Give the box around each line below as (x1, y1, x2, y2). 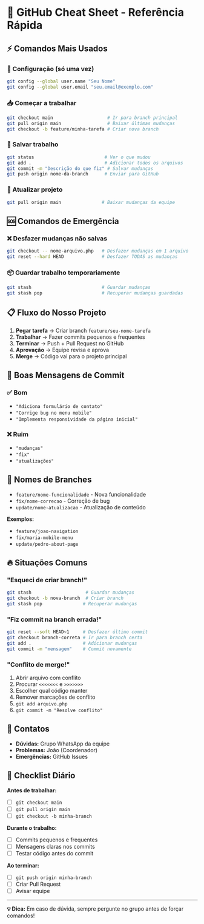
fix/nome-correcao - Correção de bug (15, 497, 110, 504)
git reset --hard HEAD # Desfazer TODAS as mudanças (7, 254, 178, 260)
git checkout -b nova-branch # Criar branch (7, 595, 123, 602)
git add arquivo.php (15, 701, 68, 707)
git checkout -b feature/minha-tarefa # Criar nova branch (7, 126, 159, 132)
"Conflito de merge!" (7, 660, 70, 668)
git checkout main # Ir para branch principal (7, 115, 178, 121)
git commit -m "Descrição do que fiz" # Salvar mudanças (7, 165, 154, 172)
